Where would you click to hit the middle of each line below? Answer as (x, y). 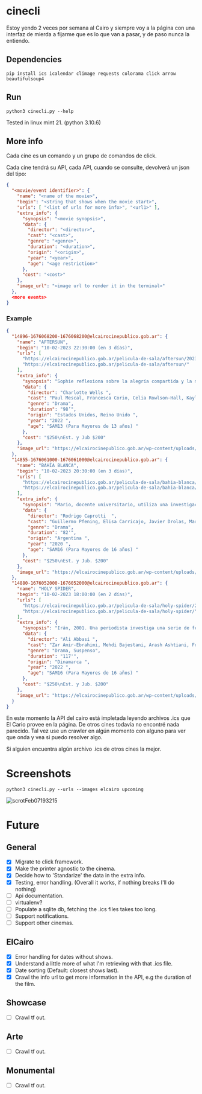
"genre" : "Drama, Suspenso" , (64, 650)
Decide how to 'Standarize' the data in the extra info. (80, 876)
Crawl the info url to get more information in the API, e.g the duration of (103, 977)
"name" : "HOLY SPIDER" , (47, 589)
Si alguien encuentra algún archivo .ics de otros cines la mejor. (84, 749)
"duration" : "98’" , (52, 409)
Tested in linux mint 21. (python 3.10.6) (54, 122)
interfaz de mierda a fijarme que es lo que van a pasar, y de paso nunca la (98, 34)
